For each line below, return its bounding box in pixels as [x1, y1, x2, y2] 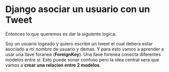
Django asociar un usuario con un [5, 4, 150, 15]
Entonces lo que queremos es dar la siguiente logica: [5, 31, 117, 37]
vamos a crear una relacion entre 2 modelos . [5, 62, 101, 68]
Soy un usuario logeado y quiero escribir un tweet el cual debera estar [5, 40, 153, 46]
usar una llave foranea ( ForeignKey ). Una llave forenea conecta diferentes [5, 51, 161, 57]
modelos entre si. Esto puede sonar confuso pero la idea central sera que [5, 56, 159, 62]
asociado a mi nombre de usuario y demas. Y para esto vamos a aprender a [5, 46, 164, 52]
